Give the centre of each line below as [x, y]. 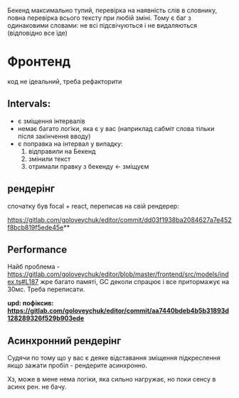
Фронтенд [39, 62]
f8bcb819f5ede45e [36, 227]
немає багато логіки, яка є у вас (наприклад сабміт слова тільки [116, 128]
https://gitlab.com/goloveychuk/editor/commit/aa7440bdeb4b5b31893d [118, 311]
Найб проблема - [34, 267]
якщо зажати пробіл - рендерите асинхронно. [78, 365]
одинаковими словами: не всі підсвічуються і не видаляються [102, 25]
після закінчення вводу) [54, 136]
